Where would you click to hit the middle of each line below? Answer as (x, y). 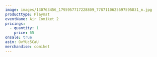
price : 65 (24, 33)
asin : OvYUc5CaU (22, 42)
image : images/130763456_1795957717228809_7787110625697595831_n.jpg (79, 10)
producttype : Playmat (28, 14)
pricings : (15, 24)
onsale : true (19, 38)
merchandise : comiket (28, 47)
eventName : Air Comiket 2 (32, 19)
